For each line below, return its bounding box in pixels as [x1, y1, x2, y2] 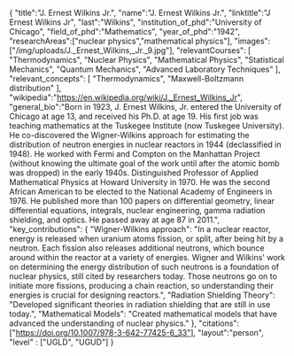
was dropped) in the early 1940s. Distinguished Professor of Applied [9, 167, 259, 178]
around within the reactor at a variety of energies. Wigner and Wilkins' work [9, 252, 286, 262]
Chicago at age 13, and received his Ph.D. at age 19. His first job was [9, 111, 259, 121]
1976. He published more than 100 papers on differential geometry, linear [9, 196, 275, 206]
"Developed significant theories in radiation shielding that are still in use [9, 299, 271, 309]
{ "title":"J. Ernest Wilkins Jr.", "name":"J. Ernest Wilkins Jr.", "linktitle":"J [9, 8, 271, 18]
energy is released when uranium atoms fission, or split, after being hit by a [9, 234, 284, 244]
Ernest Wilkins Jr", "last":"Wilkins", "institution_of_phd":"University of [9, 17, 262, 27]
